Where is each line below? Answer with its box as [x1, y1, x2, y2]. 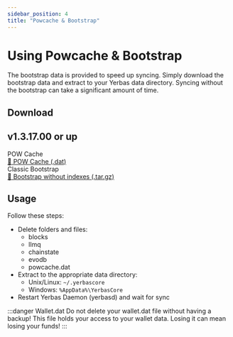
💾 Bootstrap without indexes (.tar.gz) [7, 172, 115, 181]
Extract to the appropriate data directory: [17, 270, 138, 279]
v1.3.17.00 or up [7, 131, 78, 143]
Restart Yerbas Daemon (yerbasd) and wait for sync [17, 293, 170, 302]
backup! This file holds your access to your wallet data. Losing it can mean [7, 314, 226, 323]
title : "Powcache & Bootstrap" [7, 17, 100, 24]
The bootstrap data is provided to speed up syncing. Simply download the [7, 71, 224, 79]
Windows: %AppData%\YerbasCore [28, 285, 123, 294]
